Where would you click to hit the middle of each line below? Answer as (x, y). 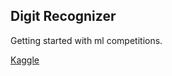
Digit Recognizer (63, 16)
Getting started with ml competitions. (86, 40)
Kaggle (25, 60)
